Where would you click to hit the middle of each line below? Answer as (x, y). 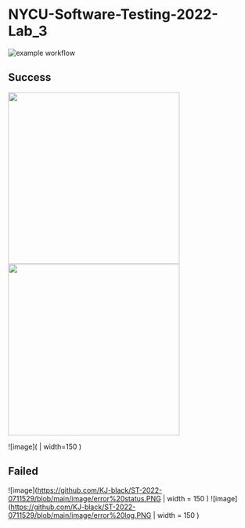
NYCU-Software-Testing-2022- (113, 15)
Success (30, 77)
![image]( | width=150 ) (45, 446)
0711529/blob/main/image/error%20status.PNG (85, 498)
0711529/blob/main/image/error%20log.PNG (80, 515)
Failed (23, 471)
